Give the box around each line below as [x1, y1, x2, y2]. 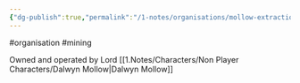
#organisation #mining [9, 37, 92, 48]
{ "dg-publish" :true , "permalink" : [9, 12, 134, 22]
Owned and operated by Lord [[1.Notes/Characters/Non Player [9, 54, 239, 64]
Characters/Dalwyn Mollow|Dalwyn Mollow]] [9, 64, 174, 74]
